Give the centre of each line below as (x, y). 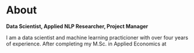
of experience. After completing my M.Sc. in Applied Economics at (86, 44)
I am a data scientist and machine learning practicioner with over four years (97, 37)
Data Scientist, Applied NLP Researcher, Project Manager (77, 26)
